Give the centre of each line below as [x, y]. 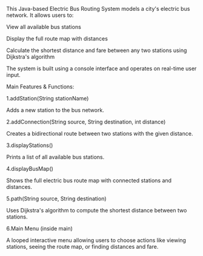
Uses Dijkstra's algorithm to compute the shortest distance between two [97, 210]
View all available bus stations [44, 27]
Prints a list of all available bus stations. [55, 157]
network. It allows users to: [40, 15]
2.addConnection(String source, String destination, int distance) [86, 122]
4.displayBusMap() [30, 169]
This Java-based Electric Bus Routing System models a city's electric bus [98, 9]
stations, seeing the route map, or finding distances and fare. [82, 247]
